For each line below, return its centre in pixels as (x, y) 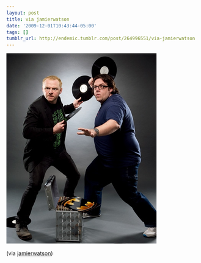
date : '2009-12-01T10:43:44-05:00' (52, 26)
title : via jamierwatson (38, 19)
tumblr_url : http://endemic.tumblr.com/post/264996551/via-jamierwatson (101, 39)
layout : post (23, 13)
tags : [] (17, 32)
